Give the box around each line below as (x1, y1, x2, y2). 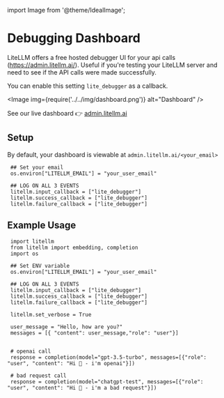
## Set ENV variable (10, 262, 70, 269)
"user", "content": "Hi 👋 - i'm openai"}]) (7, 360, 136, 367)
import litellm (10, 238, 54, 245)
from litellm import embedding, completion (10, 244, 138, 251)
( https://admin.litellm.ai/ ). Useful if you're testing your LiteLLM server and (7, 61, 218, 69)
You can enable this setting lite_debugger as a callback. (7, 82, 168, 90)
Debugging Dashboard (7, 31, 141, 46)
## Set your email (10, 164, 64, 171)
